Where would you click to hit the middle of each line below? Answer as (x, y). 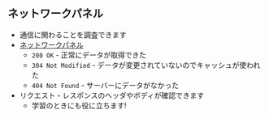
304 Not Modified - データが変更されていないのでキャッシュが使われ (146, 65)
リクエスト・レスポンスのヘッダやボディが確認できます (112, 95)
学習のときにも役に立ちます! (79, 105)
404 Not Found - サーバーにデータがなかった (105, 85)
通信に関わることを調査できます (73, 35)
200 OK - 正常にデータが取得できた (89, 55)
